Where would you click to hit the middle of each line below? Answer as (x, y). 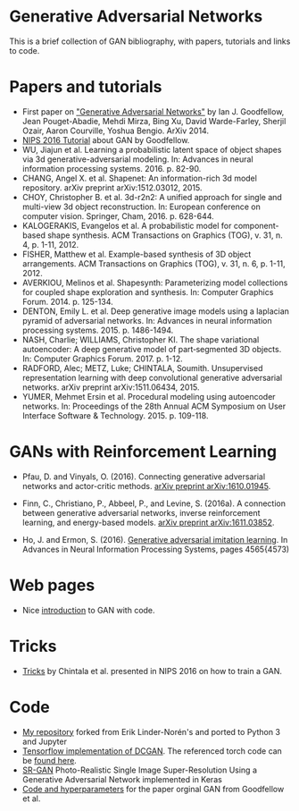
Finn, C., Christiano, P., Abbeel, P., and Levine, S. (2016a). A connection (154, 503)
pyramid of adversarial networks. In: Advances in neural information (147, 320)
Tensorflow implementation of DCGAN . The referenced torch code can (152, 751)
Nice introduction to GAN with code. (88, 610)
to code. (25, 50)
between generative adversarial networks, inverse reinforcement (141, 512)
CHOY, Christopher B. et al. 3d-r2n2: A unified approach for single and (152, 197)
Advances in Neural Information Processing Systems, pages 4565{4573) (156, 549)
